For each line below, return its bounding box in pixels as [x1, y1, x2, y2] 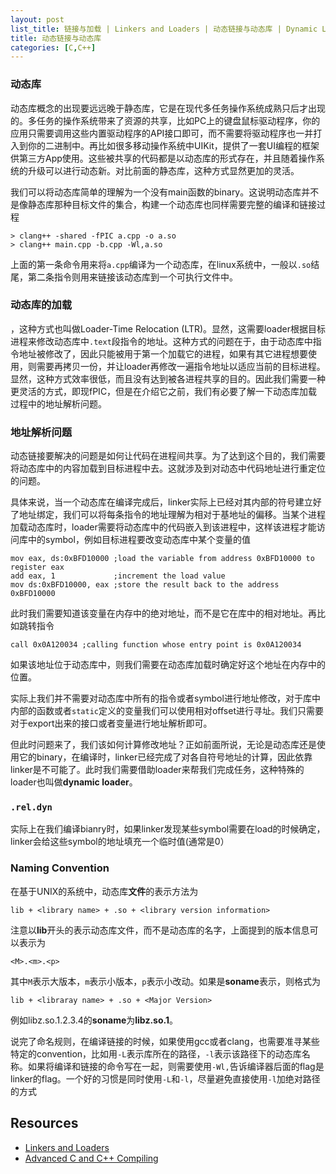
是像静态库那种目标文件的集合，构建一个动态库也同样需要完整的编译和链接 [10, 198, 317, 210]
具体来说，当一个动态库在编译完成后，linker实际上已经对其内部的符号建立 [10, 496, 313, 508]
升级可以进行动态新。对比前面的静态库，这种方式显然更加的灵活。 [27, 164, 300, 176]
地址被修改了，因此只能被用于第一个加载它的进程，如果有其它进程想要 [18, 347, 308, 360]
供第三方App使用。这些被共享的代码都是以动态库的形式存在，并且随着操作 [10, 152, 317, 164]
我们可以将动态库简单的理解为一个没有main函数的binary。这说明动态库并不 [10, 186, 320, 198]
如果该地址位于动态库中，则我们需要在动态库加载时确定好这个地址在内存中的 [10, 659, 326, 671]
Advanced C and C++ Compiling [24, 1152, 159, 1164]
